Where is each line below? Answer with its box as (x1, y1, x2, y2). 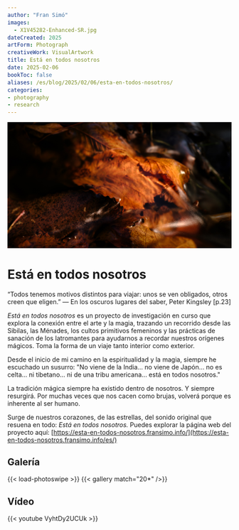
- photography (7, 94, 50, 101)
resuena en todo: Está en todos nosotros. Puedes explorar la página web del (7, 420, 231, 429)
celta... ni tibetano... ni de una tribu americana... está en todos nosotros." (7, 370, 221, 379)
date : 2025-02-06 (7, 64, 59, 71)
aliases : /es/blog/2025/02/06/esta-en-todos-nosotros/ (7, 79, 174, 86)
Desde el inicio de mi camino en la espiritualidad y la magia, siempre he (7, 355, 217, 364)
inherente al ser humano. (7, 399, 80, 408)
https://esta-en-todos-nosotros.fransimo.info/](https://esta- (53, 428, 230, 436)
